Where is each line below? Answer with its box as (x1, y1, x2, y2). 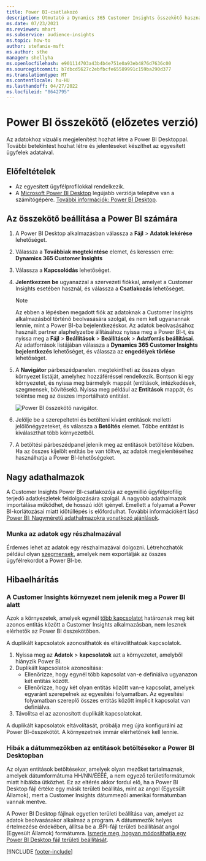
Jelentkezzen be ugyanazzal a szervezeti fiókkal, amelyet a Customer (15, 279, 193, 286)
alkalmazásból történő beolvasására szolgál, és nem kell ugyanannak (15, 315, 190, 323)
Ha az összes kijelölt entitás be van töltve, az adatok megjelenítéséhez (15, 447, 194, 455)
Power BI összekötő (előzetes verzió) (6, 115, 199, 129)
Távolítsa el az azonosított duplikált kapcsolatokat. (15, 710, 143, 717)
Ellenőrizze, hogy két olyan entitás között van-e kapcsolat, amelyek (24, 684, 195, 691)
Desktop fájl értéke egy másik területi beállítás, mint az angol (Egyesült (6, 785, 185, 792)
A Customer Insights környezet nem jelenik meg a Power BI (6, 593, 186, 601)
